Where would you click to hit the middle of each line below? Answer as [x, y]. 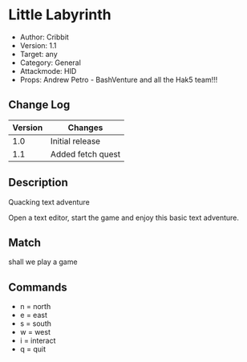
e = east [34, 315]
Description [38, 183]
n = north [35, 307]
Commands [38, 287]
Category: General [51, 63]
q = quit [33, 349]
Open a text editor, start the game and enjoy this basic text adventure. [123, 218]
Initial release [76, 140]
